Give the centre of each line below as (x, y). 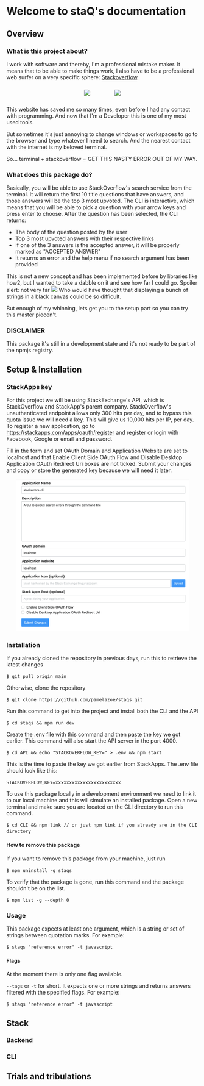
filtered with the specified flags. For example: (63, 993)
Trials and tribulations (49, 1077)
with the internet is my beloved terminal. (57, 147)
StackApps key (29, 387)
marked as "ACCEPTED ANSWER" (58, 252)
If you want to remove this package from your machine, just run (86, 859)
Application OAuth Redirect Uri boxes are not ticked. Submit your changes (99, 464)
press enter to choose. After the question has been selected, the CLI (92, 214)
